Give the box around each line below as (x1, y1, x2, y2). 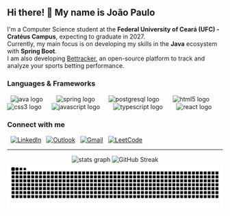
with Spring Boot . (7, 47, 57, 55)
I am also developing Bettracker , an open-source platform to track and (7, 54, 205, 62)
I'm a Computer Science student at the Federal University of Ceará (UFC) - (7, 25, 220, 33)
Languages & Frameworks (7, 78, 96, 88)
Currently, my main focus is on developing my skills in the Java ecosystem (7, 39, 218, 48)
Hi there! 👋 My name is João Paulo (7, 7, 155, 19)
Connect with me (7, 120, 65, 130)
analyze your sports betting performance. (7, 61, 125, 69)
